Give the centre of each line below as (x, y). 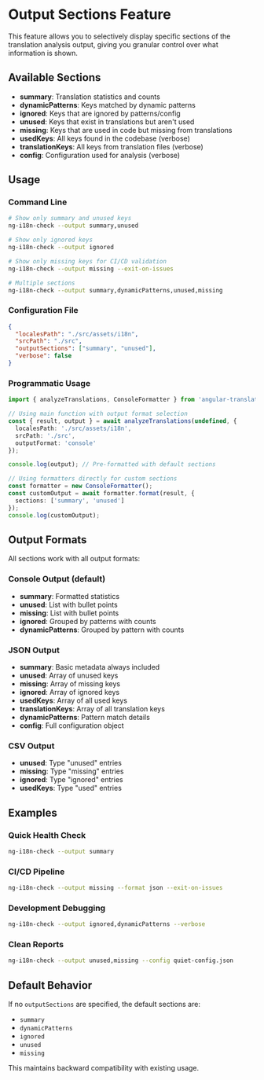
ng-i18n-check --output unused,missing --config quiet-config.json (121, 961)
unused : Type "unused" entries (70, 763)
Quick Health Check (47, 835)
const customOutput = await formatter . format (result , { (101, 494)
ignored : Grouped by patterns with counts (88, 621)
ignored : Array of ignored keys (70, 692)
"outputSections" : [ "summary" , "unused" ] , (86, 349)
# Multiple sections (42, 283)
